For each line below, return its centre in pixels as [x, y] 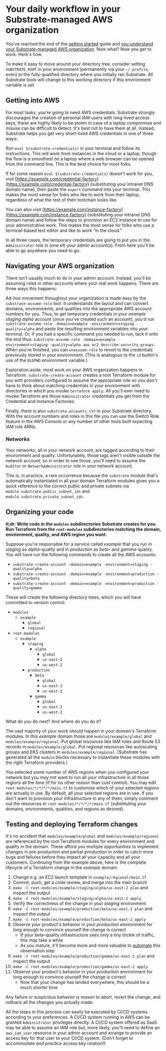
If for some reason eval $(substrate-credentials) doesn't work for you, [80, 174]
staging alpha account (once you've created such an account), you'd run [80, 319]
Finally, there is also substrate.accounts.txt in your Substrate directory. [79, 411]
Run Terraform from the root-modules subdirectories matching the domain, [83, 529]
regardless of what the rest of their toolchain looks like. [62, 200]
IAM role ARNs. [21, 427]
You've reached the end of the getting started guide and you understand [80, 44]
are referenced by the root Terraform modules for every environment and [80, 841]
